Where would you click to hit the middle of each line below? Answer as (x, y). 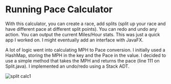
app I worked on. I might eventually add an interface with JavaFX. (74, 40)
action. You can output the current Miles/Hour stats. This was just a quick (83, 34)
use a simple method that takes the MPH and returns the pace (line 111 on (82, 60)
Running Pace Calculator (59, 9)
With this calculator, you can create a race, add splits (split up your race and (85, 24)
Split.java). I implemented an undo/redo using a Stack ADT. (67, 66)
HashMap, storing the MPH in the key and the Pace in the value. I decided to (86, 55)
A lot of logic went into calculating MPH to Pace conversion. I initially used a (85, 50)
